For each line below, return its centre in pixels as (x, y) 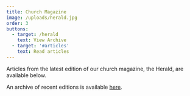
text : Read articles (43, 52)
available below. (26, 75)
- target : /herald (35, 35)
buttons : (17, 29)
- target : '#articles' (40, 46)
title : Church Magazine (37, 12)
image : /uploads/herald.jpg (42, 18)
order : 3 (17, 23)
